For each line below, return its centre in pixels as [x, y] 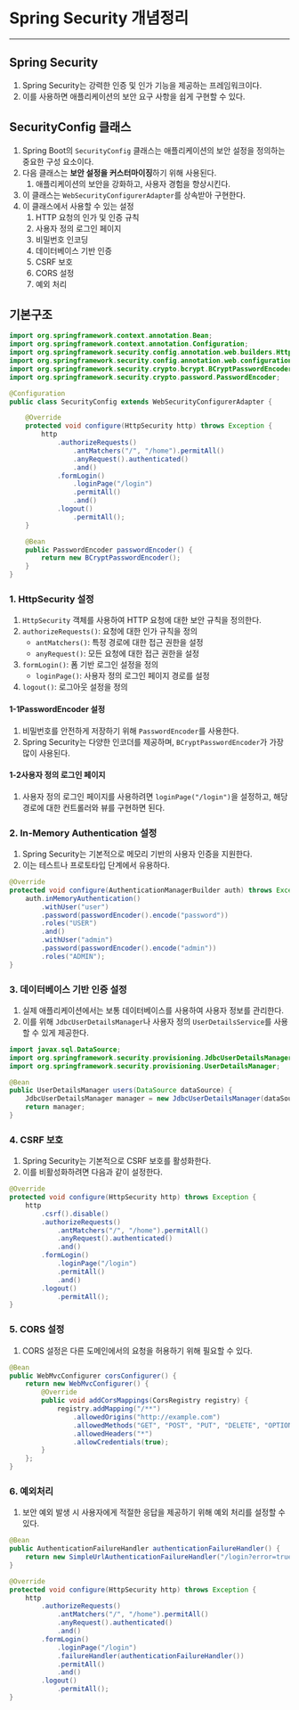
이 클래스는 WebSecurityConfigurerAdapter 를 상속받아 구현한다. [134, 195]
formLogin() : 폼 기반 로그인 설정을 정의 [90, 665]
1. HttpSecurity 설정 [52, 599]
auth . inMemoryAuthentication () [83, 898]
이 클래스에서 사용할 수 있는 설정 [78, 206]
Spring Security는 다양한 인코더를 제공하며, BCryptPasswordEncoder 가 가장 [153, 741]
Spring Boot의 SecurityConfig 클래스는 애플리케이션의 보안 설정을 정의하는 [154, 150]
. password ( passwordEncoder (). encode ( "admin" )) [129, 948]
